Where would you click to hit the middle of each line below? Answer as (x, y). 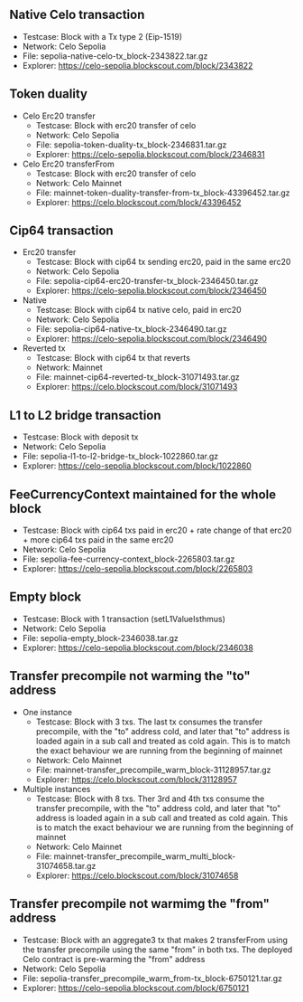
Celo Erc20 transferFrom (69, 164)
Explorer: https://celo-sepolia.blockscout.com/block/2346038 (138, 648)
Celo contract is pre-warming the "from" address (114, 959)
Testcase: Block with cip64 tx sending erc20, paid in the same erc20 (163, 262)
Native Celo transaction (77, 15)
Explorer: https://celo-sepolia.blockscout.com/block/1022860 (137, 466)
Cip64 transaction (62, 231)
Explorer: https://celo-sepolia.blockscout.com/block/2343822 (138, 65)
